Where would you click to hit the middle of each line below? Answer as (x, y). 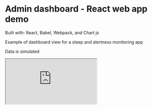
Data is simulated (22, 51)
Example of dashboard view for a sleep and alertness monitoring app (74, 42)
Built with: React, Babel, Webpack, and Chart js (52, 32)
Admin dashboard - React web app (76, 9)
